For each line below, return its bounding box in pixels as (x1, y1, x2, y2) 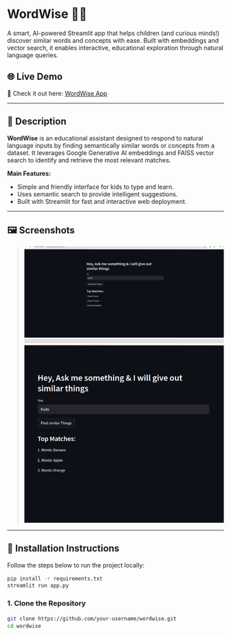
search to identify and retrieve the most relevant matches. (7, 156, 171, 164)
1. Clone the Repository (7, 598, 86, 608)
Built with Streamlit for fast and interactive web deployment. (16, 197, 187, 205)
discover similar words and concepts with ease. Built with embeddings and (7, 36, 219, 44)
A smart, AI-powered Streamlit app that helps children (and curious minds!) (7, 29, 220, 37)
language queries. (7, 51, 58, 59)
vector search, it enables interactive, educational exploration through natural (7, 43, 223, 52)
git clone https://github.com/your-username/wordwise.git (7, 615, 177, 622)
